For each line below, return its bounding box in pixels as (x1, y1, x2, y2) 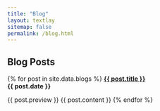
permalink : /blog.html (7, 30, 74, 37)
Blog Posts (7, 55, 56, 67)
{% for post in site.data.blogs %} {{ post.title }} (7, 74, 146, 83)
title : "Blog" (7, 10, 49, 18)
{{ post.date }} (7, 82, 51, 91)
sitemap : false (7, 23, 52, 30)
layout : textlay (7, 17, 55, 24)
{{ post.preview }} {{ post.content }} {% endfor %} (7, 96, 154, 104)
